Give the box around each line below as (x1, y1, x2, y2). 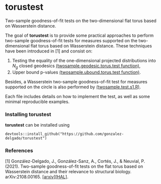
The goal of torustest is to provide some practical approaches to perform (5, 32, 154, 38)
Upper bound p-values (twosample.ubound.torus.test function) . (12, 69, 141, 75)
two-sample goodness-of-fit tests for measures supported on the (5, 37, 137, 43)
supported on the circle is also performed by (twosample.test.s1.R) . (5, 84, 141, 90)
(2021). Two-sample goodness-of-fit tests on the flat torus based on (5, 163, 143, 169)
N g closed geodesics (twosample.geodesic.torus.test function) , (12, 63, 141, 70)
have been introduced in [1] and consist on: (5, 48, 93, 54)
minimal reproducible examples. (5, 99, 70, 105)
